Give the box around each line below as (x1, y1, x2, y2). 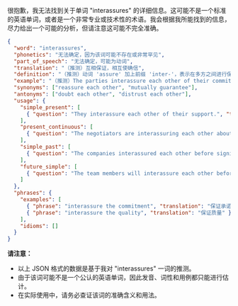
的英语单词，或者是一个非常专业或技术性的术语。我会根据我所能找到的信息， (7, 15, 231, 23)
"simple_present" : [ (20, 103, 81, 111)
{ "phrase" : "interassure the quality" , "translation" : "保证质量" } (25, 209, 232, 216)
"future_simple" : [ (20, 163, 78, 170)
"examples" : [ (20, 196, 62, 203)
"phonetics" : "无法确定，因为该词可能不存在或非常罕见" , (13, 51, 165, 58)
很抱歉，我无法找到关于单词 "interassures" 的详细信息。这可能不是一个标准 (7, 6, 227, 14)
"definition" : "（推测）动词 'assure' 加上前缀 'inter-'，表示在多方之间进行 (13, 71, 227, 78)
